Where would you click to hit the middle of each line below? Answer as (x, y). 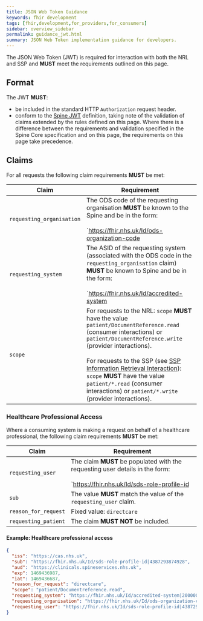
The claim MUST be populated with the (127, 461)
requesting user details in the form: (121, 469)
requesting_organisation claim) (132, 263)
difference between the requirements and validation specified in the (99, 128)
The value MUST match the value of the (127, 494)
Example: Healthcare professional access (60, 537)
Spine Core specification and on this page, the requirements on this (99, 134)
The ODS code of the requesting (132, 200)
